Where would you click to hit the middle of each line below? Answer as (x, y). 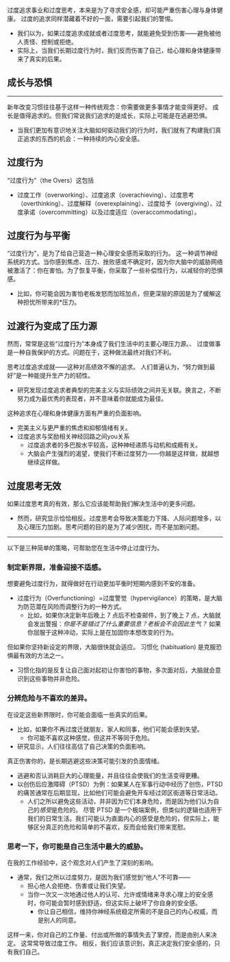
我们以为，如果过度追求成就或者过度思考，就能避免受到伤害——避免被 (116, 33)
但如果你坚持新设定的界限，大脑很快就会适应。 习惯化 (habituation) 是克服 (112, 647)
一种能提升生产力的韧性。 (58, 375)
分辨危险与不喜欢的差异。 (49, 699)
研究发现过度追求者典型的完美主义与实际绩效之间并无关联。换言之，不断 (119, 390)
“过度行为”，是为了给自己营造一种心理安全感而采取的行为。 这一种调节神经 (113, 253)
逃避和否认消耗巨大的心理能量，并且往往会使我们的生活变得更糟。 (110, 775)
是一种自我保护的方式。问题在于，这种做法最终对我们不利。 (91, 353)
